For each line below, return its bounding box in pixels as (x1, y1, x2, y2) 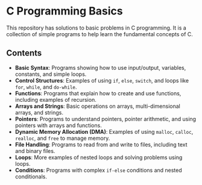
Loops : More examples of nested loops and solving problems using (14, 154, 183, 161)
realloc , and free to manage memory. (14, 134, 110, 142)
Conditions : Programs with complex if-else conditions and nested (14, 166, 182, 174)
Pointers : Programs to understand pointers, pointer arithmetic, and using (14, 115, 197, 122)
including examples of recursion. (14, 96, 96, 103)
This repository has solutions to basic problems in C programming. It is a (6, 24, 187, 31)
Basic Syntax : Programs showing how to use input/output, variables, (14, 64, 186, 71)
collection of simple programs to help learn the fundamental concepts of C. (6, 30, 193, 37)
